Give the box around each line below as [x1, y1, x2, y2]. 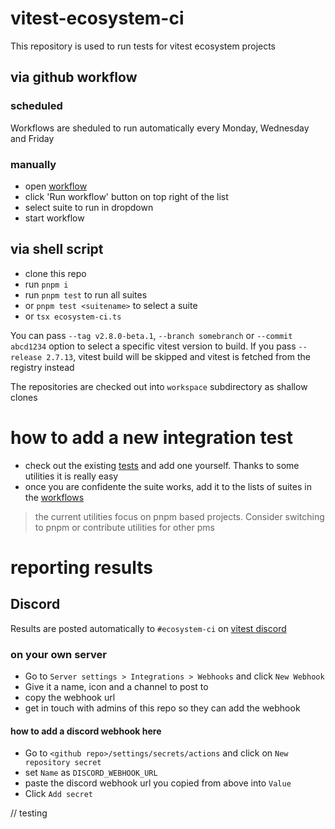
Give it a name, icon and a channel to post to [24, 680, 209, 692]
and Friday [10, 132, 55, 144]
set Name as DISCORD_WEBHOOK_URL [24, 767, 158, 779]
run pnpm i [24, 278, 69, 290]
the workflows [24, 491, 85, 503]
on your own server [10, 647, 107, 661]
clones [10, 391, 38, 403]
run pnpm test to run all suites [24, 288, 148, 301]
